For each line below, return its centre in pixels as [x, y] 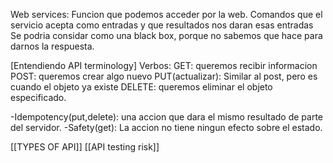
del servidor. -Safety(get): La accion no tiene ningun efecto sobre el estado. [166, 127]
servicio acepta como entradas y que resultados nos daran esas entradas [162, 25]
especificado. [38, 97]
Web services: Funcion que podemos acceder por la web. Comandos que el [166, 14]
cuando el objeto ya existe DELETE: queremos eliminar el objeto [141, 87]
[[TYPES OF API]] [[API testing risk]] [85, 147]
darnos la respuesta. [52, 46]
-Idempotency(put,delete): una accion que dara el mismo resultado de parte [167, 117]
